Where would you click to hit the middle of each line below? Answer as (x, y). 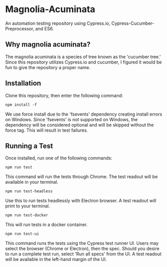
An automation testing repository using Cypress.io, (58, 23)
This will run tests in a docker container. (47, 225)
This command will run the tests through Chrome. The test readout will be (81, 177)
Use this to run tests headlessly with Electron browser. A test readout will (81, 201)
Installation (23, 84)
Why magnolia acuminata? (48, 45)
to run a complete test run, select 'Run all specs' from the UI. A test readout (83, 254)
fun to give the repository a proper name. (48, 67)
